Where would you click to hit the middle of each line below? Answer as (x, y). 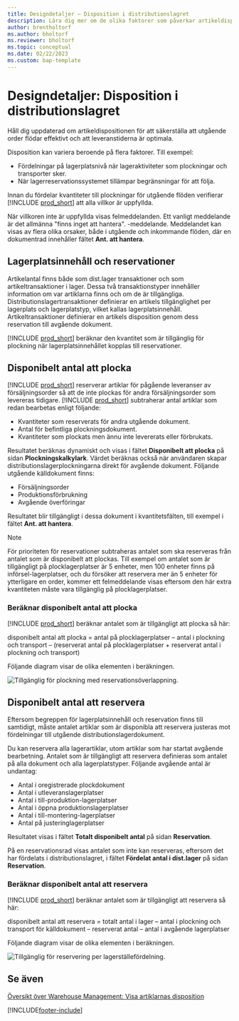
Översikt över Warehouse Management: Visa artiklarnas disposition (106, 996)
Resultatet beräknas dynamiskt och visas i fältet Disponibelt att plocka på (116, 451)
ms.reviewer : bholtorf (41, 41)
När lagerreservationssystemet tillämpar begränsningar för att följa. (116, 181)
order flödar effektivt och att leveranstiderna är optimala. (91, 138)
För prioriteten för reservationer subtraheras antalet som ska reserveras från (119, 552)
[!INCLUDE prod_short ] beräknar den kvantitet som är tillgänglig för (106, 338)
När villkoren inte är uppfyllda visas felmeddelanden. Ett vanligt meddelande (119, 216)
